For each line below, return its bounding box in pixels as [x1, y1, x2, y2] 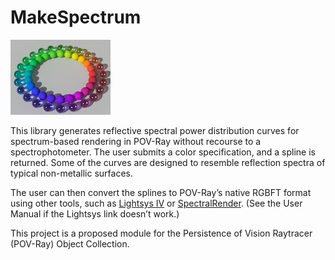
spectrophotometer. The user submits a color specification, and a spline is [10, 146, 316, 158]
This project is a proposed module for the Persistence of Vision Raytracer [10, 227, 313, 239]
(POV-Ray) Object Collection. [10, 237, 130, 250]
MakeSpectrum [10, 6, 142, 29]
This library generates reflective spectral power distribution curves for [10, 124, 300, 136]
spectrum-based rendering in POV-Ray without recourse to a [10, 135, 262, 147]
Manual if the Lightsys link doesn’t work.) [10, 207, 180, 220]
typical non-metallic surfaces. [10, 167, 133, 179]
